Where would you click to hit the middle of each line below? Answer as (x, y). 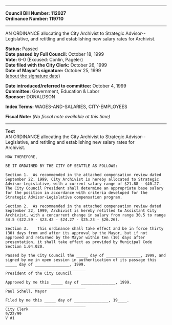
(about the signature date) (33, 76)
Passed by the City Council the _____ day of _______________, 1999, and (86, 255)
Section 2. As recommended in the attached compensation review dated (83, 206)
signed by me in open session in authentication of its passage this (81, 260)
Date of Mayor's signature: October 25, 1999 (53, 70)
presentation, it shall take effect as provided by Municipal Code (79, 242)
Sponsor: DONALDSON (30, 97)
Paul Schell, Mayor (26, 291)
